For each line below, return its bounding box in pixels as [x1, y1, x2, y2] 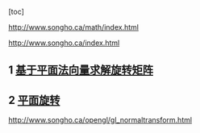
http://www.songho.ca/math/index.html [8, 23, 140, 31]
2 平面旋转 [8, 93, 60, 107]
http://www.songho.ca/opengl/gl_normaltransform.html [8, 115, 192, 125]
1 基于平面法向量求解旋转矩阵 [8, 64, 154, 77]
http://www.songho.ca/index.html [8, 38, 120, 48]
